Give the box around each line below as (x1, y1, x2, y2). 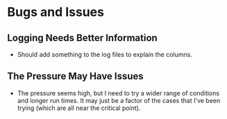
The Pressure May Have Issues (7, 70, 144, 82)
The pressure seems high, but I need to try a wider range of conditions (17, 88, 220, 97)
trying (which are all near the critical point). (17, 104, 141, 112)
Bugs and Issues (7, 4, 104, 20)
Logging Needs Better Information (7, 32, 158, 44)
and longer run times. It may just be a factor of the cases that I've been (17, 96, 221, 104)
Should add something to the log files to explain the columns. (17, 50, 192, 58)
